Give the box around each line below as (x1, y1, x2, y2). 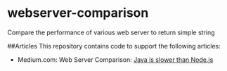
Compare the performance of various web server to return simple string (7, 28, 216, 37)
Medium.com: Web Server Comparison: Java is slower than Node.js (17, 55, 214, 64)
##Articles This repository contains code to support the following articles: (7, 41, 221, 50)
